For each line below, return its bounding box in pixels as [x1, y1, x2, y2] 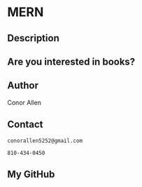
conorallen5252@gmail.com [7, 137, 83, 144]
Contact [7, 118, 43, 130]
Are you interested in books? [7, 55, 136, 67]
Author [7, 80, 38, 92]
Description [7, 32, 59, 44]
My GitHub [7, 168, 55, 180]
